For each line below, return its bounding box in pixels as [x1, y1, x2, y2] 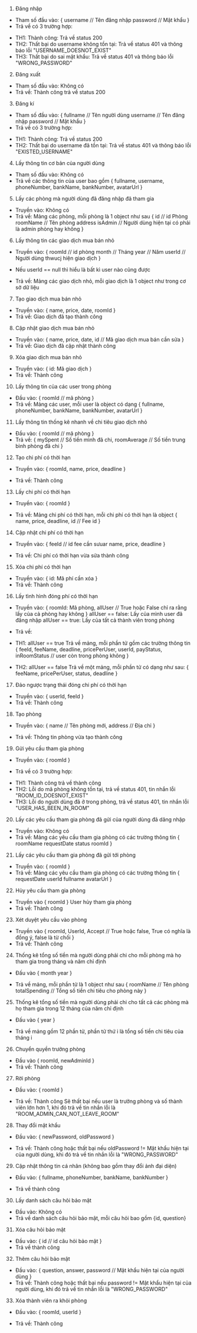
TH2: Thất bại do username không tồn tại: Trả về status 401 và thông [15, 41, 183, 47]
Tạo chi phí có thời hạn [15, 454, 71, 461]
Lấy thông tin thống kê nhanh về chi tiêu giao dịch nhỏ [15, 418, 147, 425]
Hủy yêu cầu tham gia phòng [15, 887, 86, 894]
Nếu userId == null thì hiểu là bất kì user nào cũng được [15, 266, 151, 273]
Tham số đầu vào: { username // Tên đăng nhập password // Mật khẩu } [15, 17, 190, 23]
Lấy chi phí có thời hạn [15, 488, 71, 495]
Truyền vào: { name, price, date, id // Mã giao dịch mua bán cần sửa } [15, 336, 185, 343]
